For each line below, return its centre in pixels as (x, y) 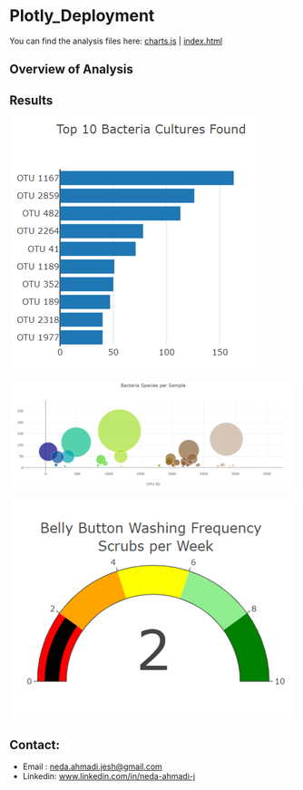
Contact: (35, 745)
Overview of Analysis (72, 69)
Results (31, 100)
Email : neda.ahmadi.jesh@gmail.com (93, 766)
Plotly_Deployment (82, 16)
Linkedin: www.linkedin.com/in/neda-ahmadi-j (109, 776)
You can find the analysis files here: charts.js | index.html (116, 41)
